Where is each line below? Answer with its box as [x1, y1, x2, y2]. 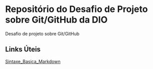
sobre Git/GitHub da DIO [5, 14, 108, 25]
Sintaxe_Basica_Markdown [5, 58, 61, 64]
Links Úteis [5, 45, 41, 53]
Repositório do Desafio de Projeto [5, 3, 148, 15]
